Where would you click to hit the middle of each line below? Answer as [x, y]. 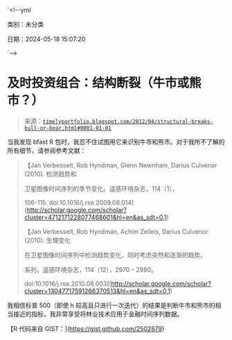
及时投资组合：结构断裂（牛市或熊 [105, 83]
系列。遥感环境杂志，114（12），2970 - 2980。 [90, 269]
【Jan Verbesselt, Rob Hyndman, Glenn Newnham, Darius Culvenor [121, 165]
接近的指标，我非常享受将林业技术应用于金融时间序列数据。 [98, 314]
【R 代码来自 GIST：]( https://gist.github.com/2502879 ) [86, 328]
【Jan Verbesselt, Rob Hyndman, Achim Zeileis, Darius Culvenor [116, 231]
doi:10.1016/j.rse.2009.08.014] [91, 202]
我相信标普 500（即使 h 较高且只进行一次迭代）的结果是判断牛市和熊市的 [111, 305]
